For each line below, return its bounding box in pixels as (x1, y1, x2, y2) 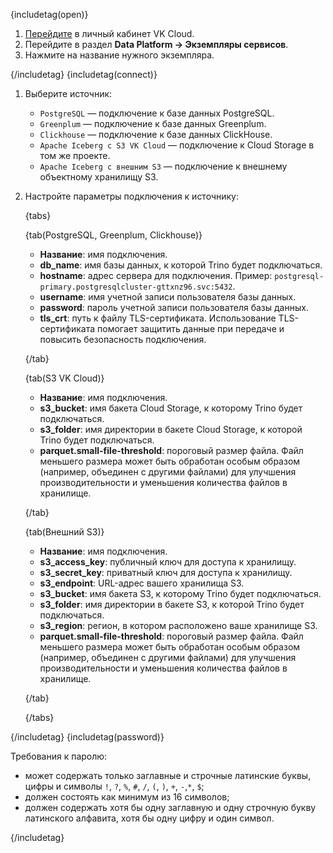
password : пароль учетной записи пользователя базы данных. (39, 302, 309, 313)
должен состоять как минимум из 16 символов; (24, 791, 230, 803)
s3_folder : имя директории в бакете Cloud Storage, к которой (39, 424, 303, 435)
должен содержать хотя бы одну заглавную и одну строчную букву (24, 802, 317, 813)
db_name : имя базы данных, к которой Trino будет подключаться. (39, 259, 323, 271)
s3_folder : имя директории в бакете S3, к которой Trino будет (39, 599, 305, 610)
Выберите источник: (24, 88, 113, 99)
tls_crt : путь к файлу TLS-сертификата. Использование (39, 312, 277, 324)
